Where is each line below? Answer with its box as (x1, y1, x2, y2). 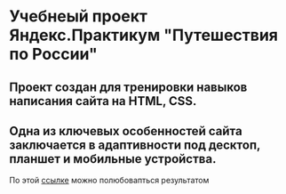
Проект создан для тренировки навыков (9, 79, 248, 94)
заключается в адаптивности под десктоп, (9, 137, 260, 152)
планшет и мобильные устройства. (9, 151, 217, 166)
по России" (9, 44, 98, 64)
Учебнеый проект (9, 6, 148, 27)
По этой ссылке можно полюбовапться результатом (9, 175, 210, 186)
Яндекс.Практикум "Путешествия (9, 25, 278, 45)
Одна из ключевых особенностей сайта (9, 123, 242, 139)
